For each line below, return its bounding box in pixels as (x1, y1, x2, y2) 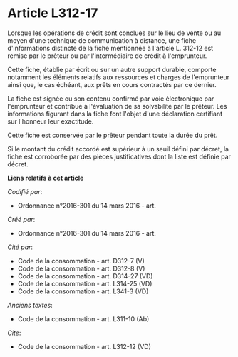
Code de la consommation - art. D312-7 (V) (17, 256, 145, 265)
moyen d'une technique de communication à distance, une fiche (7, 36, 197, 44)
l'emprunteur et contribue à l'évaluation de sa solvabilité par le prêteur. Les (7, 101, 227, 110)
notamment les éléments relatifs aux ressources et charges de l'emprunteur (7, 73, 230, 81)
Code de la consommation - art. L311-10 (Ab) (17, 314, 150, 323)
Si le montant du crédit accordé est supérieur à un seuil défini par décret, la (7, 144, 229, 153)
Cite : (7, 328, 21, 337)
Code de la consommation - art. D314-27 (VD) (17, 271, 153, 280)
